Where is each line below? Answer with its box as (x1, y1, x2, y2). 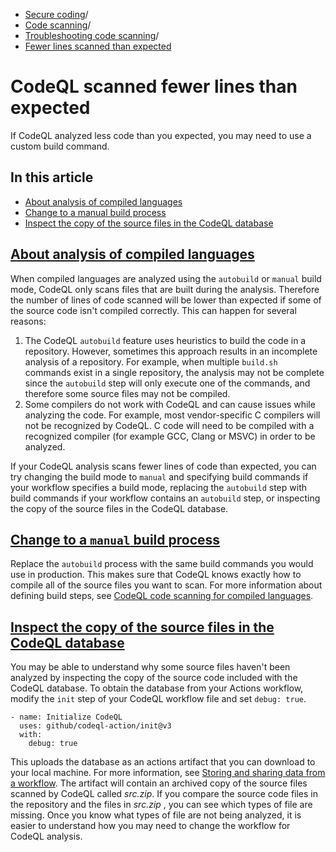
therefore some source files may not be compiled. (24, 387, 231, 399)
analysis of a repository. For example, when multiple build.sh (24, 355, 278, 368)
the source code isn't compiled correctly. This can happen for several (10, 304, 297, 316)
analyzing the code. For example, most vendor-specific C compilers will (24, 409, 321, 421)
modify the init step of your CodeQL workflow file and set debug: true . (10, 693, 307, 705)
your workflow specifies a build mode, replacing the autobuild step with (10, 481, 307, 493)
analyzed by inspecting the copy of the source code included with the (10, 672, 298, 684)
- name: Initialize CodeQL (10, 712, 123, 723)
